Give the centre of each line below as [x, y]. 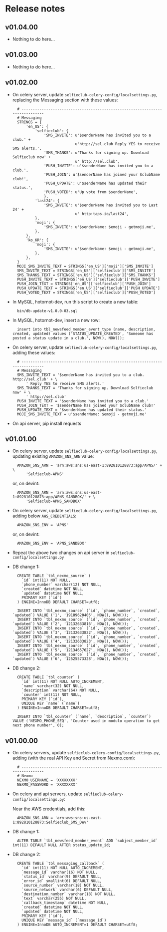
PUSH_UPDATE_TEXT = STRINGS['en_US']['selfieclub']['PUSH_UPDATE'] [89, 288]
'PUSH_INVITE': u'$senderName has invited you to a [99, 166]
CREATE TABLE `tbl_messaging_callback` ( [61, 864]
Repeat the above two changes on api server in [61, 553]
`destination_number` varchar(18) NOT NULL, [69, 894]
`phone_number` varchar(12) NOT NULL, [62, 585]
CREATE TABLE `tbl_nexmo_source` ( [54, 576]
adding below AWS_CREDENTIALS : [44, 516]
